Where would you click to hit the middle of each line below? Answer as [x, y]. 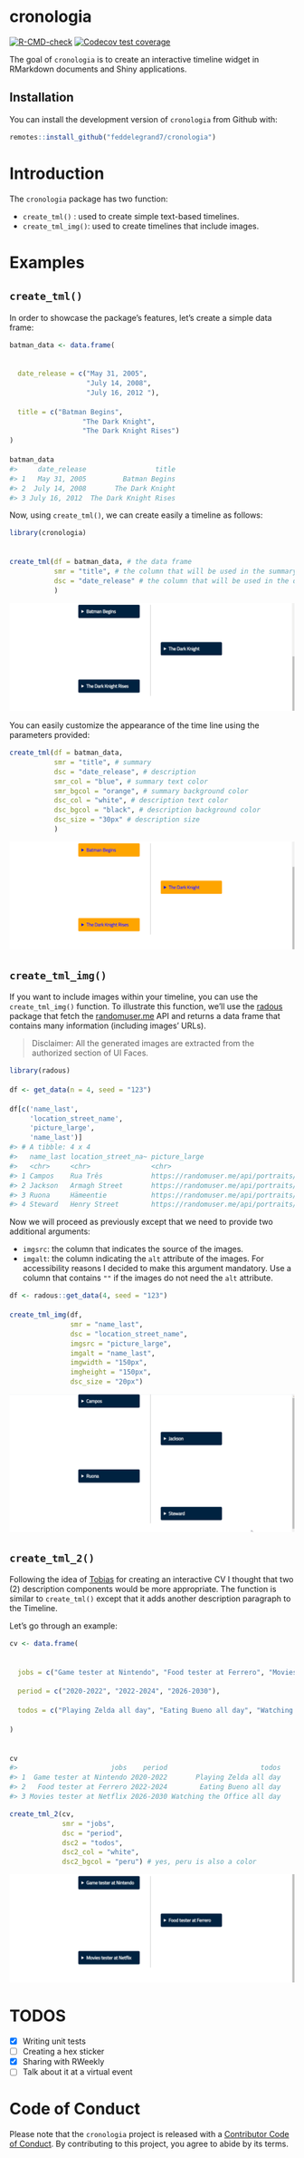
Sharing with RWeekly [63, 2062]
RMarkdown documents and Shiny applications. [98, 69]
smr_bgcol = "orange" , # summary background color [151, 791]
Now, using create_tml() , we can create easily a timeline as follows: [136, 515]
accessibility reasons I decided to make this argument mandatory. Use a [157, 1269]
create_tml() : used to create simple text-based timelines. [131, 216]
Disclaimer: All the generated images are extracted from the [143, 1044]
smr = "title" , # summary [103, 762]
